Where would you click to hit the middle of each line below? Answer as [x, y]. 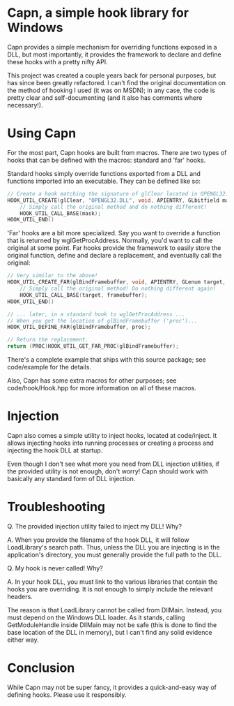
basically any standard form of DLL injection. [71, 478]
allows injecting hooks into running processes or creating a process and [110, 443]
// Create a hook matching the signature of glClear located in [102, 193]
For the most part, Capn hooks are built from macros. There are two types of [117, 152]
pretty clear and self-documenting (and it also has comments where [105, 97]
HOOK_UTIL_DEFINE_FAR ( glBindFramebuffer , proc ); [79, 327]
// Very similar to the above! [53, 276]
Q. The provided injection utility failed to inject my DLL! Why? [95, 526]
